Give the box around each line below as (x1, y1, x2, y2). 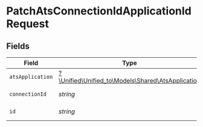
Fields (6, 41, 30, 51)
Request (6, 17, 50, 31)
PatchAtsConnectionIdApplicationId (6, 4, 192, 18)
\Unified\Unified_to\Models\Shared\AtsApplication (58, 76, 201, 85)
